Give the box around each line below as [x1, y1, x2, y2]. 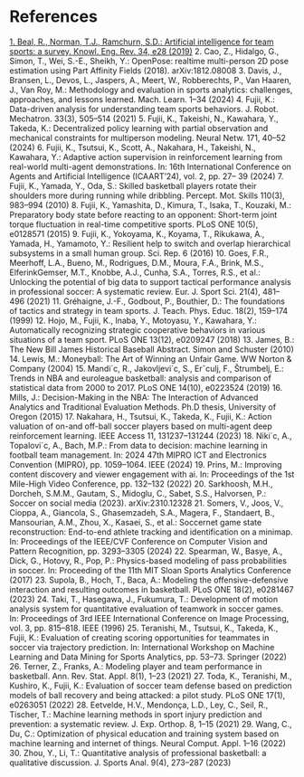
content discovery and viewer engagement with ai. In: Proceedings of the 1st [9, 469, 295, 479]
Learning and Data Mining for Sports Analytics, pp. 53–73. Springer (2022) [9, 651, 288, 662]
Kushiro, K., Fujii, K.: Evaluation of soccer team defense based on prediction [9, 680, 292, 691]
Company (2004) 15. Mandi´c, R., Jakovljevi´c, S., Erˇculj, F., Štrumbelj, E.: [9, 363, 284, 374]
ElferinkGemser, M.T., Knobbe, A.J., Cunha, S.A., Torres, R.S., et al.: [9, 267, 261, 278]
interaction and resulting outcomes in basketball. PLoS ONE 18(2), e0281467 [9, 583, 294, 594]
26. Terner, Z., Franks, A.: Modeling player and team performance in [9, 660, 262, 671]
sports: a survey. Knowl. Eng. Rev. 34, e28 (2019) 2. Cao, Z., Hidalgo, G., [9, 45, 280, 56]
